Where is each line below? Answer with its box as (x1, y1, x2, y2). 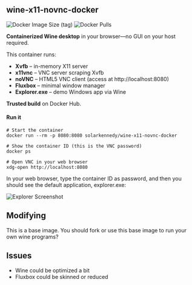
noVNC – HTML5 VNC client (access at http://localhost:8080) (15, 75, 170, 82)
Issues (6, 251, 32, 261)
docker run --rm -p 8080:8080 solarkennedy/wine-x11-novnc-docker (6, 133, 177, 139)
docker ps (6, 148, 31, 155)
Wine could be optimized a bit (15, 266, 90, 274)
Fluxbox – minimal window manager (15, 82, 106, 89)
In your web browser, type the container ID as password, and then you (6, 175, 182, 182)
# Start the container (6, 127, 64, 134)
